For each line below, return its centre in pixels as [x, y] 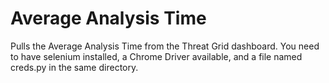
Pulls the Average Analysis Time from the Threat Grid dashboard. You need [165, 46]
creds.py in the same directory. [74, 67]
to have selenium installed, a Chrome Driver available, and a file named [156, 56]
